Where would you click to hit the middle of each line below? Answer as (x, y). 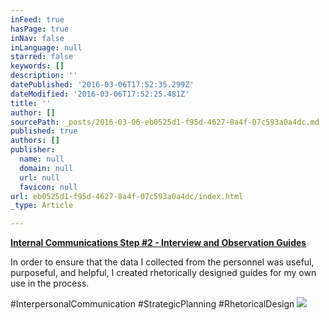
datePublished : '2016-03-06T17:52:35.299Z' (102, 85)
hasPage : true (40, 29)
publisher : (33, 150)
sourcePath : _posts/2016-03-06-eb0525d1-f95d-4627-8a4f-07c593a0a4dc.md (165, 122)
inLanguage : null (46, 47)
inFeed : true (37, 19)
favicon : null (48, 187)
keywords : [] (37, 66)
